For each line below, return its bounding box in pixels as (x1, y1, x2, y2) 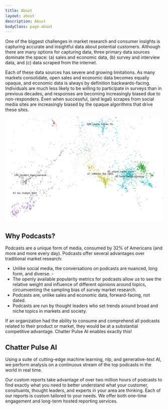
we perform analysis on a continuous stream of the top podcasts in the (5, 362, 151, 368)
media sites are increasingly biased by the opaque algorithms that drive (5, 101, 153, 107)
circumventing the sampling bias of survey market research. (12, 287, 137, 293)
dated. (12, 298, 26, 304)
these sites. (5, 107, 29, 113)
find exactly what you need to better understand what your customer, (5, 382, 149, 388)
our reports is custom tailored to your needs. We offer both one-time (5, 393, 147, 399)
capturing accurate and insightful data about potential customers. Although (5, 44, 160, 50)
